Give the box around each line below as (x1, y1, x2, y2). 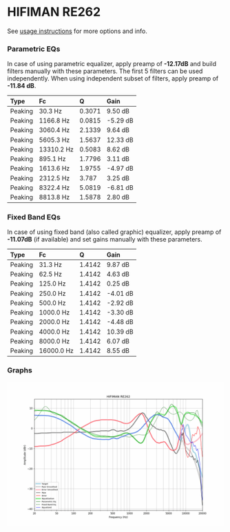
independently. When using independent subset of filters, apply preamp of (7, 74, 219, 83)
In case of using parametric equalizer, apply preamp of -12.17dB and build (7, 60, 217, 68)
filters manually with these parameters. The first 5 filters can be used (7, 67, 203, 76)
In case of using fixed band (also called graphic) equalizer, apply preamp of (7, 228, 222, 236)
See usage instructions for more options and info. (7, 27, 148, 35)
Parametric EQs (7, 44, 61, 54)
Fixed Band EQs (7, 212, 61, 222)
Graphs (7, 365, 32, 375)
